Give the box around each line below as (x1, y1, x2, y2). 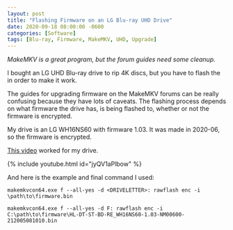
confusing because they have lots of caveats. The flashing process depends (7, 97, 227, 105)
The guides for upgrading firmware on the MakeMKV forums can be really (7, 90, 219, 98)
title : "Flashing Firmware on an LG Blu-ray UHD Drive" (7, 17, 172, 24)
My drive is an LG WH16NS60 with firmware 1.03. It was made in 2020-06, (7, 125, 220, 134)
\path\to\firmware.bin (7, 193, 73, 200)
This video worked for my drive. (7, 146, 99, 155)
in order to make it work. (7, 76, 78, 84)
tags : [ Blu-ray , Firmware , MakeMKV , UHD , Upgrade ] (7, 36, 157, 43)
